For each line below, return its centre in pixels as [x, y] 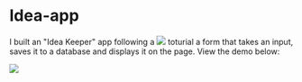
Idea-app [44, 16]
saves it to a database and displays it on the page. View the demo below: [145, 51]
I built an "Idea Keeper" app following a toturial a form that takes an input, [151, 41]
